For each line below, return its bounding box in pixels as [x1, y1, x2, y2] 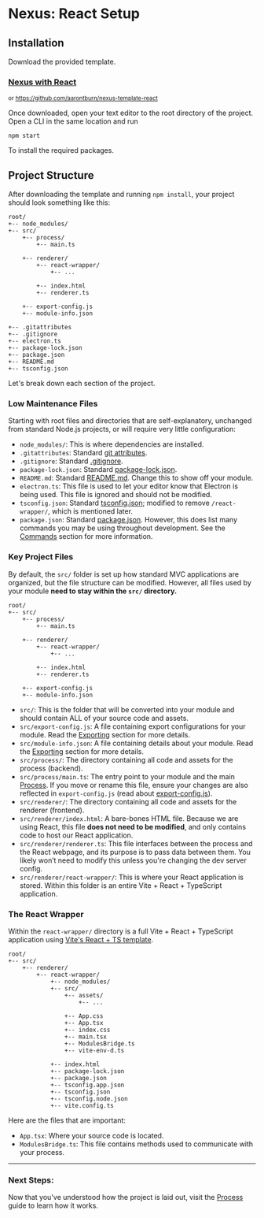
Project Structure [8, 169, 94, 182]
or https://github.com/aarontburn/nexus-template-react [8, 95, 159, 102]
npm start [8, 132, 41, 140]
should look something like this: [8, 198, 111, 207]
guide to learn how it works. [8, 1201, 98, 1210]
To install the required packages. [8, 146, 114, 155]
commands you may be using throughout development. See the [19, 523, 225, 533]
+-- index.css [64, 1026, 111, 1034]
